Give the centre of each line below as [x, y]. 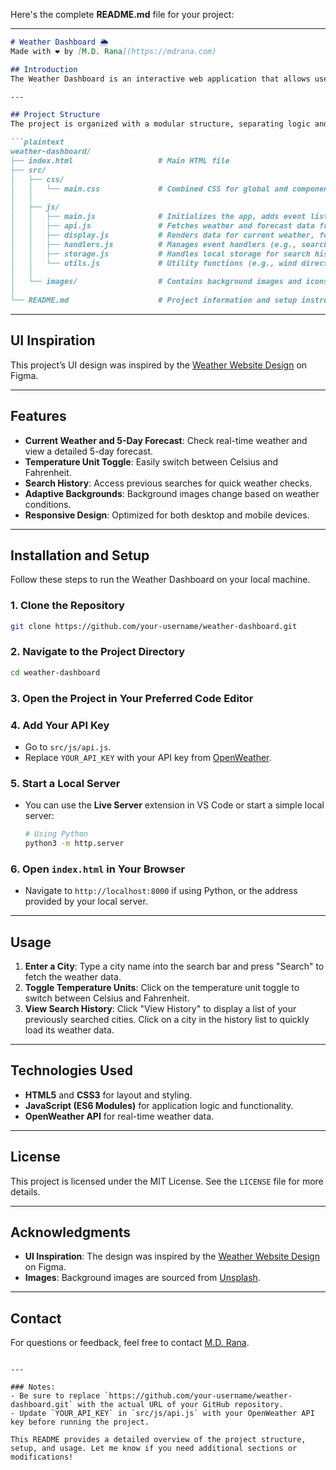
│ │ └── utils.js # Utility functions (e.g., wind [154, 263]
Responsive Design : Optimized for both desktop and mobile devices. [167, 515]
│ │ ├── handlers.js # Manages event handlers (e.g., [154, 244]
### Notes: [33, 1387]
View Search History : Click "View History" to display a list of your [160, 1009]
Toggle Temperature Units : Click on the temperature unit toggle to [162, 988]
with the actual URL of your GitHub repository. [180, 1405]
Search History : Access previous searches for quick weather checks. [168, 483]
